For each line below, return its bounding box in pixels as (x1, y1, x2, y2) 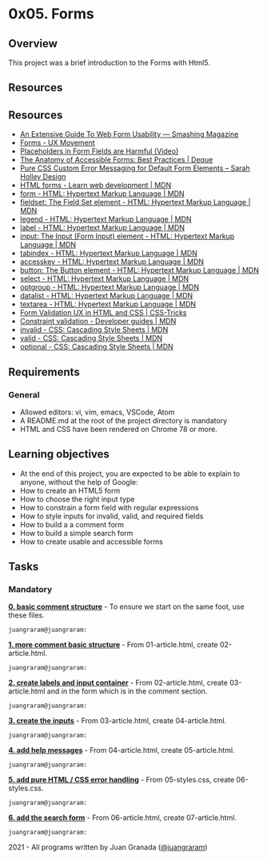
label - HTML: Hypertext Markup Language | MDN (19, 223, 185, 233)
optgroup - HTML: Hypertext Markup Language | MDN (19, 282, 200, 292)
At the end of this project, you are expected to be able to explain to (19, 469, 241, 478)
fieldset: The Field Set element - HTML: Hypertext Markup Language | (19, 198, 251, 207)
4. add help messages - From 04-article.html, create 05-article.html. (8, 746, 235, 755)
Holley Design (19, 172, 66, 182)
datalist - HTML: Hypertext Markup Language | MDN (19, 291, 193, 301)
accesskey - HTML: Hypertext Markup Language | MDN (19, 257, 205, 266)
